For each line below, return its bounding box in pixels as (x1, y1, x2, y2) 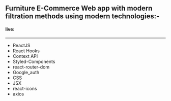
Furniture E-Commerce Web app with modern (5, 4, 153, 13)
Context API (12, 53, 38, 59)
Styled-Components (12, 58, 55, 64)
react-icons (12, 85, 37, 91)
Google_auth (12, 69, 40, 75)
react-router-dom (12, 63, 50, 70)
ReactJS (12, 42, 31, 48)
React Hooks (12, 48, 40, 54)
